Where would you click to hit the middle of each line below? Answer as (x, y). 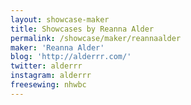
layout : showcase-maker (60, 19)
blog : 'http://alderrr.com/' (71, 57)
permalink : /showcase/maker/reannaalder (96, 38)
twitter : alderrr (46, 66)
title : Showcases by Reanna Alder (82, 29)
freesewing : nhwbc (48, 85)
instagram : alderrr (51, 76)
